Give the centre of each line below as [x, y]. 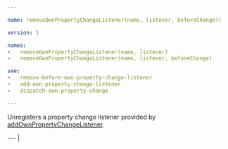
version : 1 [23, 32]
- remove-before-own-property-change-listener [80, 78]
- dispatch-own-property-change [58, 91]
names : [17, 45]
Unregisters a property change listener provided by [82, 117]
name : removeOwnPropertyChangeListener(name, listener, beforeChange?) [114, 20]
